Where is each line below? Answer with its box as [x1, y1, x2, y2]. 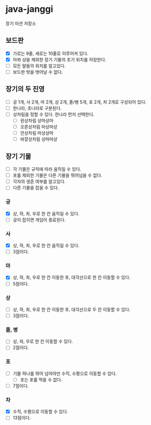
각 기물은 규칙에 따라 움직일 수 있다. [12, 166, 81, 172]
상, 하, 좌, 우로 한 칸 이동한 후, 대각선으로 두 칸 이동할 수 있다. [12, 306, 131, 312]
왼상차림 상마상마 [20, 118, 54, 123]
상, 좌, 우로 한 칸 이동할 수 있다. [12, 338, 74, 344]
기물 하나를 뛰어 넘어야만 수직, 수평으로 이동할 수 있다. [12, 370, 117, 377]
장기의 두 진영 [5, 85, 45, 94]
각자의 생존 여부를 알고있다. [12, 179, 66, 185]
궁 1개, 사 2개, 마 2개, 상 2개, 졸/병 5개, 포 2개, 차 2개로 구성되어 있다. [12, 99, 147, 105]
